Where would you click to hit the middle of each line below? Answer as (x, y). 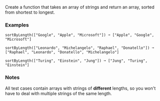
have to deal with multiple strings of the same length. (58, 93)
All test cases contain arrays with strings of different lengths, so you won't (80, 88)
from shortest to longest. (30, 12)
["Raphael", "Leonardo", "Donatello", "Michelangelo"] (62, 52)
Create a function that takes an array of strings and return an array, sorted (80, 7)
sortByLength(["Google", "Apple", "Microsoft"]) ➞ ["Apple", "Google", (80, 35)
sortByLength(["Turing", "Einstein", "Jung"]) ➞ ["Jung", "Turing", (76, 61)
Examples (17, 25)
